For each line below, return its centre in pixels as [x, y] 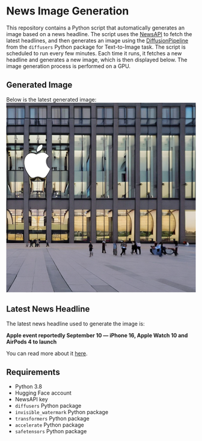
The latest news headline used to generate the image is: [76, 324]
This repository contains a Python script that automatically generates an [96, 28]
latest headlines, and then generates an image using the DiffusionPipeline [97, 40]
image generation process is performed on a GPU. [69, 66]
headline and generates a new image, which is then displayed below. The [97, 60]
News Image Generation [68, 11]
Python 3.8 [28, 387]
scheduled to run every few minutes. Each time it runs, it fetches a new [94, 53]
